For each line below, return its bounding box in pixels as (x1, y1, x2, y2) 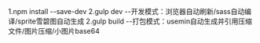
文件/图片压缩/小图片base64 (8, 27, 100, 35)
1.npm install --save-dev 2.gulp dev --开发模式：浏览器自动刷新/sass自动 (8, 7, 245, 16)
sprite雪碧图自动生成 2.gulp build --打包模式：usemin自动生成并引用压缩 (17, 16, 253, 26)
